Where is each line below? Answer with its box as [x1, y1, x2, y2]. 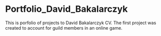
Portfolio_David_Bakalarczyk [5, 3, 128, 15]
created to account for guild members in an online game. [5, 25, 123, 31]
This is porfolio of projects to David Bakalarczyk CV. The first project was [5, 20, 156, 26]
